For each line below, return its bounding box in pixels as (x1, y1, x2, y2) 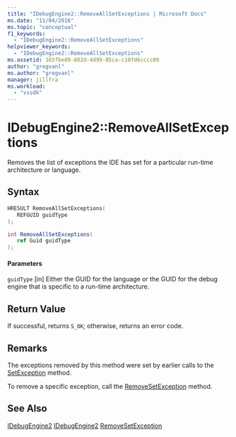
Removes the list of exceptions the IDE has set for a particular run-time (7, 158, 213, 167)
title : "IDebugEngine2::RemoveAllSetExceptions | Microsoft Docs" (7, 10, 207, 18)
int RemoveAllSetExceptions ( (7, 231, 93, 238)
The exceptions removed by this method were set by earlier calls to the (7, 361, 214, 369)
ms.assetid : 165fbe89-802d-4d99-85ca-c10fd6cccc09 (7, 57, 160, 64)
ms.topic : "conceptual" (7, 23, 78, 30)
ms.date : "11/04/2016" (7, 17, 74, 24)
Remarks (7, 342, 48, 354)
